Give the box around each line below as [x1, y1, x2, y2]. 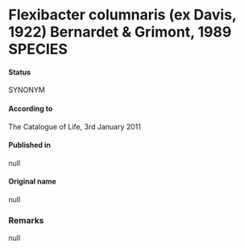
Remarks [8, 214, 44, 226]
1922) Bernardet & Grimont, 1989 [8, 23, 232, 41]
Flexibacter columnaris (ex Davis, [8, 6, 237, 24]
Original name [8, 176, 56, 187]
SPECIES [8, 40, 68, 58]
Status [8, 67, 31, 77]
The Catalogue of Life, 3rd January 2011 [8, 121, 141, 131]
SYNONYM [8, 85, 46, 95]
